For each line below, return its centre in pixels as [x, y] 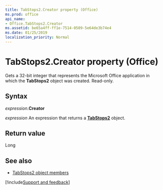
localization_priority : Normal [37, 38]
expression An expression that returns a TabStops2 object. [65, 118]
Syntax [16, 96]
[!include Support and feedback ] [38, 182]
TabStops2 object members [41, 173]
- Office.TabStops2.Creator [34, 24]
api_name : [15, 19]
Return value [25, 133]
